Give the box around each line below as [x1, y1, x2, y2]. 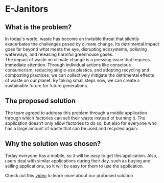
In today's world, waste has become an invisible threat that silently [5, 36, 140, 42]
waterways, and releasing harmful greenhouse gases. [5, 51, 114, 57]
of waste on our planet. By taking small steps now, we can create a [5, 77, 140, 83]
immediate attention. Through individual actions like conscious [5, 62, 131, 68]
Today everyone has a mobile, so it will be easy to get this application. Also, [5, 153, 158, 159]
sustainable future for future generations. [5, 83, 88, 89]
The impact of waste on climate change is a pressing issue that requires [5, 57, 150, 62]
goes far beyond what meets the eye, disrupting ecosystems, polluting [5, 46, 147, 52]
